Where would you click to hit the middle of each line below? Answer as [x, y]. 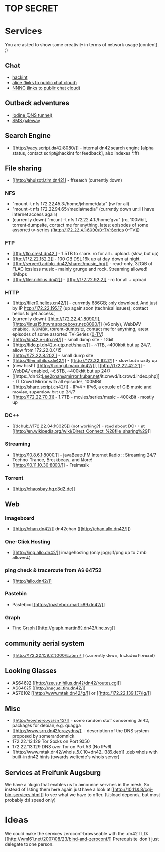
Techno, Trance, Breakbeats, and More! [52, 460]
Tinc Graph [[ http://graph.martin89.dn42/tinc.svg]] [64, 628]
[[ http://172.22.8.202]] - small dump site [53, 356]
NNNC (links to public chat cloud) [46, 88]
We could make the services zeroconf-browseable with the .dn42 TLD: [77, 834]
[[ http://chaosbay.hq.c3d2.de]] [43, 489]
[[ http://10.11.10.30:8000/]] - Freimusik [51, 465]
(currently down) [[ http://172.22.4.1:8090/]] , [56, 319]
